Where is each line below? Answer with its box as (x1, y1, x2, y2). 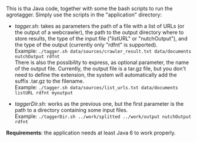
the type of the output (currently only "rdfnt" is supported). (14, 41, 158, 48)
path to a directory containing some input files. (14, 107, 128, 113)
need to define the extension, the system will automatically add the (14, 72, 178, 78)
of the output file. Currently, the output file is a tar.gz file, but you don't (14, 65, 186, 72)
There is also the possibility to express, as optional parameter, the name (14, 59, 189, 66)
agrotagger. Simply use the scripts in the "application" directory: (6, 11, 162, 18)
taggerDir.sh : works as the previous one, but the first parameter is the (14, 100, 184, 107)
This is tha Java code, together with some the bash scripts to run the (6, 5, 173, 12)
